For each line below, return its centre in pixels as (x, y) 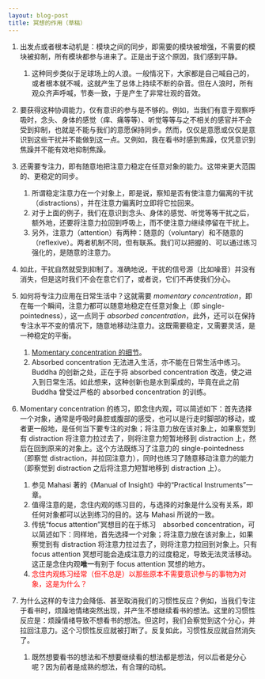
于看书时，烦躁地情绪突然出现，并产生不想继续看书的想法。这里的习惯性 (137, 610)
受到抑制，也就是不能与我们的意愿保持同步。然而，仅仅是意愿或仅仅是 (134, 129)
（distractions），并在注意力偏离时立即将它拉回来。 (115, 203)
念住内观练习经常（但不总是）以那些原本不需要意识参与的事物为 (135, 574)
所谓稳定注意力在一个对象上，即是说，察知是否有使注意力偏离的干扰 (142, 193)
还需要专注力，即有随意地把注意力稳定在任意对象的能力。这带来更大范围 (137, 166)
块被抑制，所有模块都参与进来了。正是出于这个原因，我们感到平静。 (131, 56)
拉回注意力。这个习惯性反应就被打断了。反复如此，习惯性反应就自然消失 (137, 630)
